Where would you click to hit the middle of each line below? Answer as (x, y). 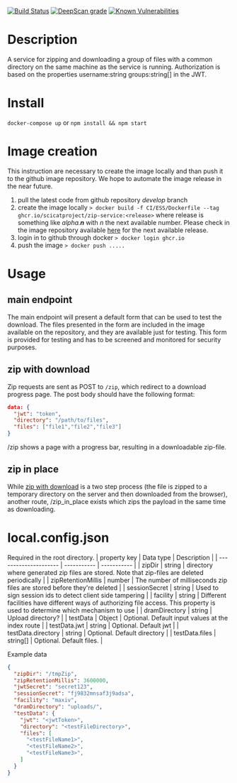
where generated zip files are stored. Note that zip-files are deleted (105, 572)
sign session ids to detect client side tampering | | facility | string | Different (117, 595)
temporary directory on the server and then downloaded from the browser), (117, 494)
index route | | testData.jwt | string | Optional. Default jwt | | (93, 625)
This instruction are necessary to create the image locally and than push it (115, 171)
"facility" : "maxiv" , (46, 700)
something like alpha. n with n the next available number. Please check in (123, 222)
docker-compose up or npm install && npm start (77, 122)
